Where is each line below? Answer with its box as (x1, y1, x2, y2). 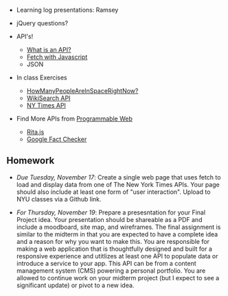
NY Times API (26, 101, 67, 109)
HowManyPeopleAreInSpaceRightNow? (26, 87, 139, 95)
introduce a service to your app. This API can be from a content (16, 259, 196, 267)
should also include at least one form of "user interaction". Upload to (16, 188, 211, 196)
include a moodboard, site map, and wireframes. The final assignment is (16, 223, 221, 231)
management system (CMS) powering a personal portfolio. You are (16, 267, 206, 275)
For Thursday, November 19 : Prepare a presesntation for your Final (16, 208, 206, 217)
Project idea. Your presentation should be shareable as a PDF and (16, 215, 203, 223)
